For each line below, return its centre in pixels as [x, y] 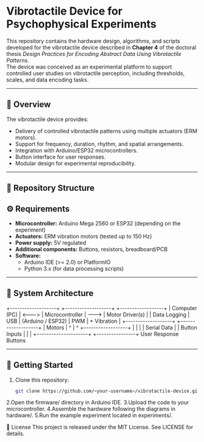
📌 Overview [29, 105]
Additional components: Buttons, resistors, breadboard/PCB [91, 249]
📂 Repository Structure [50, 188]
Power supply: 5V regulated [50, 243]
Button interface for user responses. [60, 157]
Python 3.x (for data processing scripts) [74, 268]
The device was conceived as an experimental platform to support [89, 67]
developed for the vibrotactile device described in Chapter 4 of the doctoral [101, 47]
